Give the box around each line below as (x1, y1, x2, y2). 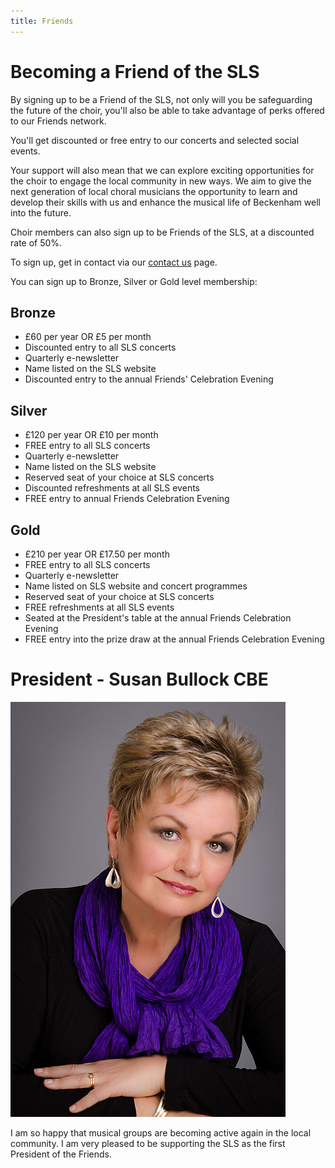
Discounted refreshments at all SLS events (24, 482, 200, 494)
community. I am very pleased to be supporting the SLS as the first (10, 1137, 286, 1149)
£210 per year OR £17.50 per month (24, 548, 170, 560)
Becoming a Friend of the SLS (10, 60, 260, 83)
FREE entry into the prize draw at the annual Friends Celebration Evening (24, 633, 325, 645)
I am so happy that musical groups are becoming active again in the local (10, 1126, 312, 1139)
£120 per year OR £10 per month (24, 429, 159, 441)
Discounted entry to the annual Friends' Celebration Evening (24, 373, 274, 385)
